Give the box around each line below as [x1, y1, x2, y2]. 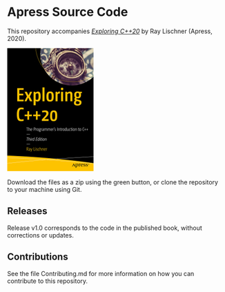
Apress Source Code [7, 4, 128, 20]
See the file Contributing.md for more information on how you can [7, 269, 195, 278]
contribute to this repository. [7, 277, 88, 285]
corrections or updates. [7, 231, 74, 239]
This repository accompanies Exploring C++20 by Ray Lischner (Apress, [7, 27, 213, 35]
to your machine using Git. [7, 185, 82, 193]
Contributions [7, 251, 68, 263]
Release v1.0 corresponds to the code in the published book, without [7, 224, 202, 232]
